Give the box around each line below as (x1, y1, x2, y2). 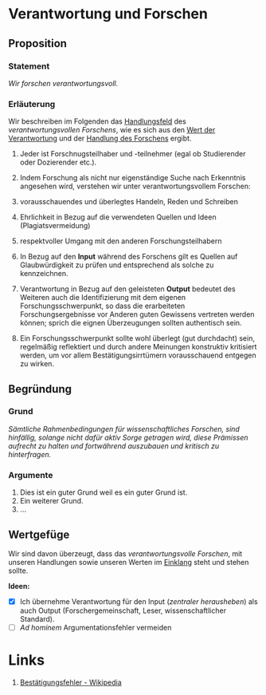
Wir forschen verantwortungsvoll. (8, 78, 119, 88)
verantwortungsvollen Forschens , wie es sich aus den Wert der (8, 125, 216, 135)
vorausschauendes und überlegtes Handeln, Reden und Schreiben (19, 197, 239, 207)
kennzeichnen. (19, 269, 68, 278)
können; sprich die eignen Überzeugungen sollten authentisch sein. (19, 318, 242, 328)
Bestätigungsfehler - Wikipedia (19, 677, 122, 687)
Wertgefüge (8, 527, 70, 541)
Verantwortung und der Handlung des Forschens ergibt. (8, 133, 192, 144)
